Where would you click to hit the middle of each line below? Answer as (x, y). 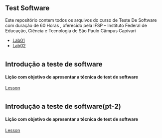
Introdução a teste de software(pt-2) (63, 106)
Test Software (27, 8)
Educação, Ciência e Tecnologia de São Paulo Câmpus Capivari (71, 31)
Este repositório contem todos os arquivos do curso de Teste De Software (81, 20)
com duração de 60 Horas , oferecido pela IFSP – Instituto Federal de (76, 25)
